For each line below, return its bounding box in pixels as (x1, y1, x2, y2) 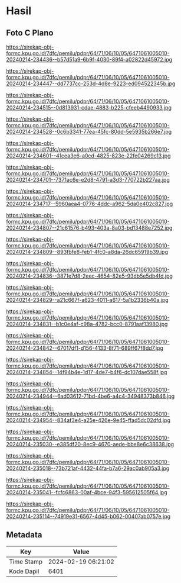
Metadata (6, 530, 42, 540)
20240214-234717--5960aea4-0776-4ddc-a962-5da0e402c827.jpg (6, 200, 173, 207)
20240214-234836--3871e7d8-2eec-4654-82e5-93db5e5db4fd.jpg (6, 272, 173, 279)
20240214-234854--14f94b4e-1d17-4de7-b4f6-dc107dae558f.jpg (6, 369, 167, 375)
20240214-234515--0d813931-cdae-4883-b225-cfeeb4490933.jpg (6, 104, 172, 111)
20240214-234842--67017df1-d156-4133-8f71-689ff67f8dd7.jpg (6, 344, 164, 352)
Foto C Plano (6, 28, 54, 38)
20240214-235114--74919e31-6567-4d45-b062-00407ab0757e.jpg (6, 513, 171, 520)
